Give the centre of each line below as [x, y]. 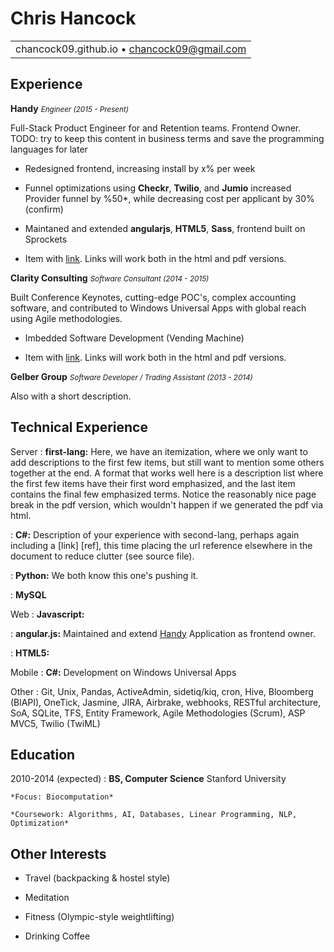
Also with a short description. [71, 396]
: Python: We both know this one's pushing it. [104, 575]
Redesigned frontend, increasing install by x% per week [140, 168]
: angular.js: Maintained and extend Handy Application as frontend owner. [163, 633]
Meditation [47, 898]
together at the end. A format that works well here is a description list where [167, 473]
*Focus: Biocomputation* [62, 797]
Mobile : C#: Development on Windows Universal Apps [123, 672]
